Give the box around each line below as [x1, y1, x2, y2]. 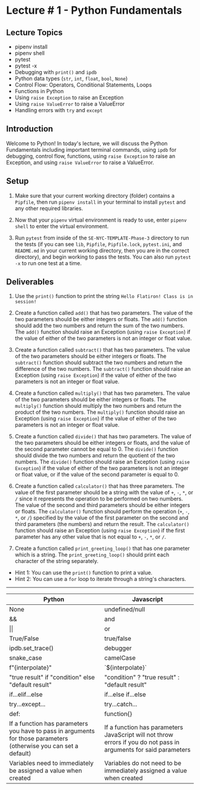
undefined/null [104, 605, 145, 614]
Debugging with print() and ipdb [14, 69, 97, 75]
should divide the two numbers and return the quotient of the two [14, 452, 176, 459]
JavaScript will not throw [104, 731, 174, 739]
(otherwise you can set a [9, 742, 79, 750]
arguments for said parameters [104, 746, 191, 754]
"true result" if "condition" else [9, 673, 95, 681]
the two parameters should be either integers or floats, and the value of [14, 439, 190, 447]
